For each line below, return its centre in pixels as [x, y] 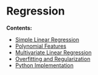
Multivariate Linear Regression [53, 52]
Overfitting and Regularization [53, 59]
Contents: [19, 28]
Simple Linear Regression [47, 39]
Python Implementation [44, 65]
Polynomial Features [41, 46]
